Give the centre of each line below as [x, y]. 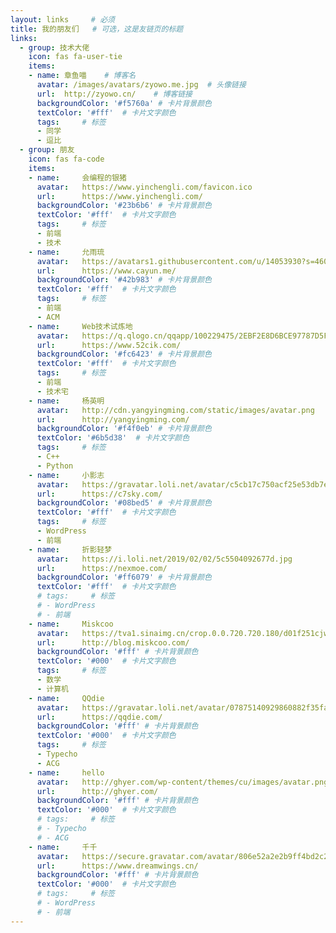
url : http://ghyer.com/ [97, 791]
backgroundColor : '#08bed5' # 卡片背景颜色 [124, 503]
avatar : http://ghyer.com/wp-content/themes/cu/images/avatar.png [182, 782]
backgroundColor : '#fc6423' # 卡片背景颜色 [124, 354]
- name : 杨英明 [66, 401]
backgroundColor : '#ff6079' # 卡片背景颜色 [124, 577]
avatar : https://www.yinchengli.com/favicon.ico [144, 187]
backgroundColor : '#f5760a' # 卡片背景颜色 [124, 103]
